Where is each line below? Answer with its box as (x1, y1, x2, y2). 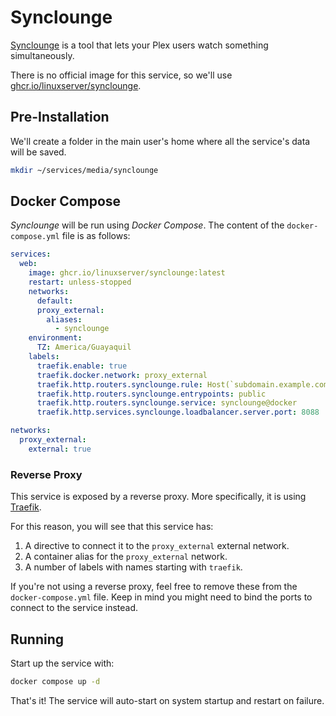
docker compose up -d (10, 676, 101, 686)
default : (36, 296, 74, 306)
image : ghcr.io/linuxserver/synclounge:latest (28, 268, 226, 278)
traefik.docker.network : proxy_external (36, 370, 208, 380)
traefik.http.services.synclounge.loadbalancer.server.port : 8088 (36, 407, 320, 418)
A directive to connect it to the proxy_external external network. (24, 540, 290, 552)
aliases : (46, 314, 83, 325)
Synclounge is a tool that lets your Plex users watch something (10, 39, 269, 51)
